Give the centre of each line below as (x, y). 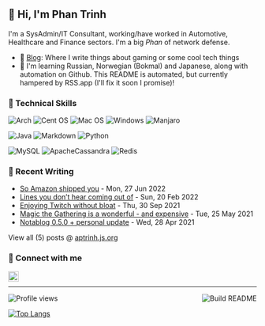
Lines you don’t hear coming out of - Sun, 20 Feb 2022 (109, 197)
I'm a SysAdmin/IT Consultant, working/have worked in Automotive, (118, 33)
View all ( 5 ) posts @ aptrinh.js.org (63, 237)
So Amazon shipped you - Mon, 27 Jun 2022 (93, 189)
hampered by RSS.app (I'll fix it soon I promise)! (97, 82)
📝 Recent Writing (41, 172)
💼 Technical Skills (43, 103)
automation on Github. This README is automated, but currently (124, 74)
